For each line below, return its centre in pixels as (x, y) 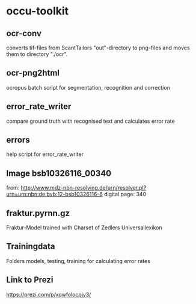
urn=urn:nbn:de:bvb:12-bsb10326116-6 (55, 194)
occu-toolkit (38, 11)
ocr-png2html (33, 73)
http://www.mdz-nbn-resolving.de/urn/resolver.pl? (84, 188)
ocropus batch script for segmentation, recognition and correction (88, 87)
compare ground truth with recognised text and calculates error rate (91, 121)
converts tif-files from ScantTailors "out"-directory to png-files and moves (98, 48)
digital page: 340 (125, 194)
